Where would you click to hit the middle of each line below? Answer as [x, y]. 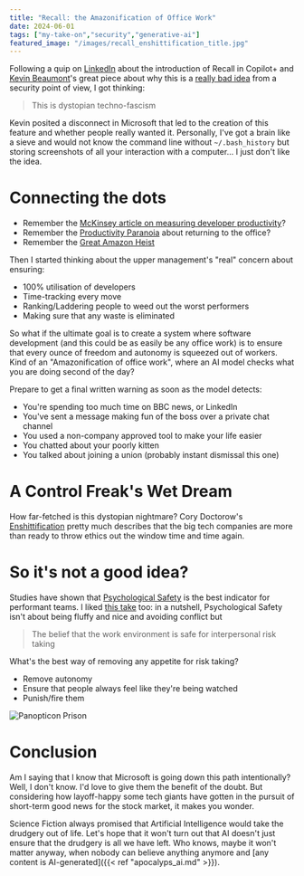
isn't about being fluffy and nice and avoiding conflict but [116, 617]
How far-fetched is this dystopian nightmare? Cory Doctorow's [126, 517]
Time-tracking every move [72, 297]
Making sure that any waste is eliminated [98, 316]
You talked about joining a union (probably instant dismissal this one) [151, 455]
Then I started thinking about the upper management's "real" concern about [152, 260]
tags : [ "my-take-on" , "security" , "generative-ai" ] [105, 34]
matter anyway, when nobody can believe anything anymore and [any [139, 852]
